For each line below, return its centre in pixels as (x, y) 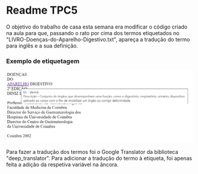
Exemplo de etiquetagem (43, 61)
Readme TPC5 (42, 10)
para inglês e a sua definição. (42, 46)
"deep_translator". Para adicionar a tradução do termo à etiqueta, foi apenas (99, 158)
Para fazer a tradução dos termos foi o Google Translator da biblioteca (92, 151)
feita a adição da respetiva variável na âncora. (62, 164)
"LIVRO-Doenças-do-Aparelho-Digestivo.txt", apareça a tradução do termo (98, 39)
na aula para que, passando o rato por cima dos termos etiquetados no (93, 33)
